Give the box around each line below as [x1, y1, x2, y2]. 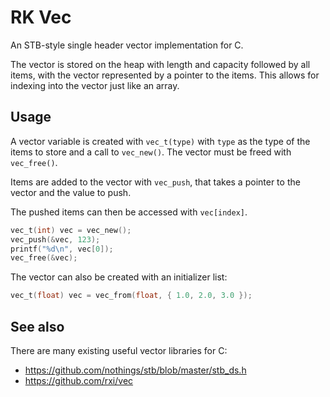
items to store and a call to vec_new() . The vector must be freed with [10, 146, 292, 158]
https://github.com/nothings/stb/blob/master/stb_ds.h [24, 364, 247, 376]
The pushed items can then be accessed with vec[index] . [10, 206, 248, 218]
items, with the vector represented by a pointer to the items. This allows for [10, 69, 320, 81]
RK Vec [10, 6, 72, 29]
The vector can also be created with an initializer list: [10, 271, 228, 283]
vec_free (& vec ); [10, 253, 78, 263]
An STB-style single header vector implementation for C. [10, 39, 244, 51]
